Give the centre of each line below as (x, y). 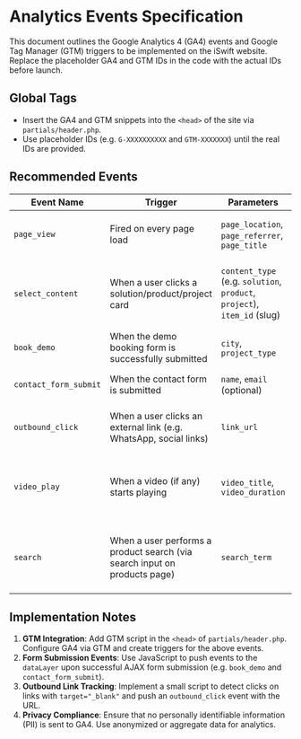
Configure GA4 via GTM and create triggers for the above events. (143, 648)
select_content (46, 293)
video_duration (253, 492)
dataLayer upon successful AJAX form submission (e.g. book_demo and (152, 667)
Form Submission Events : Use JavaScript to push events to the (140, 658)
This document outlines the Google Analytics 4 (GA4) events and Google (143, 41)
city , (232, 343)
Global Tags (43, 98)
